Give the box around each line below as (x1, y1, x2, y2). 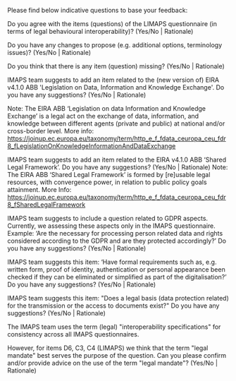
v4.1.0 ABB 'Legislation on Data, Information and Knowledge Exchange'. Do (7, 83, 225, 91)
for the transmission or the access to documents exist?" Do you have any (7, 301, 220, 310)
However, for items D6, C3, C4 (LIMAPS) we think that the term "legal (7, 344, 209, 352)
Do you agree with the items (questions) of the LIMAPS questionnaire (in (7, 20, 217, 28)
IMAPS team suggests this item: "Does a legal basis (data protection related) (7, 294, 229, 302)
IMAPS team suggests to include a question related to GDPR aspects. (7, 214, 209, 222)
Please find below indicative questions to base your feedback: (7, 6, 188, 14)
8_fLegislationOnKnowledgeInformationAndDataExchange (7, 142, 176, 150)
